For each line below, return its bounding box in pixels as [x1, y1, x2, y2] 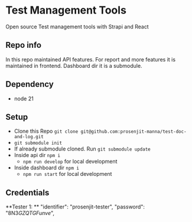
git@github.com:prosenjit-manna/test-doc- [80, 129, 187, 135]
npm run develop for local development [22, 158, 118, 165]
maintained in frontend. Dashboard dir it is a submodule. [5, 62, 142, 69]
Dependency [5, 79, 54, 89]
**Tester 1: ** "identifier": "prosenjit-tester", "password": [5, 203, 145, 210]
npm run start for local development [22, 171, 112, 178]
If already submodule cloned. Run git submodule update [14, 145, 151, 152]
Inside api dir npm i [14, 152, 61, 159]
